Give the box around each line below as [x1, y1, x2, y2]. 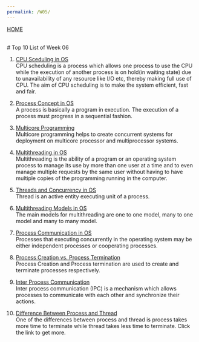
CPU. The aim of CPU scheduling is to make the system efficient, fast [15, 81, 189, 89]
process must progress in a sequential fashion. [15, 112, 132, 119]
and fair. [15, 87, 37, 95]
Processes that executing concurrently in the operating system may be [15, 235, 192, 243]
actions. [15, 298, 36, 305]
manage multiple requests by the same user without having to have [15, 168, 183, 175]
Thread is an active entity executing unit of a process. [15, 192, 150, 200]
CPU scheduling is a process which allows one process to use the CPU [15, 62, 193, 69]
